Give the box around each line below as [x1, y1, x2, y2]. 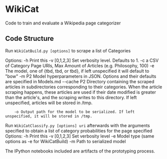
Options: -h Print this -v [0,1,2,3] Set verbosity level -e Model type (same [5, 133, 155, 139]
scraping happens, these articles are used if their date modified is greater [5, 89, 156, 95]
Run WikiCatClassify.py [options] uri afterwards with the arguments [5, 122, 151, 128]
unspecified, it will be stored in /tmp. [5, 114, 93, 119]
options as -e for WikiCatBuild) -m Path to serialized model [5, 138, 126, 144]
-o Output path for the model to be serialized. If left [14, 109, 135, 114]
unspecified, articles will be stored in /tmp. [5, 100, 93, 106]
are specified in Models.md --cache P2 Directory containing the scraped [5, 78, 155, 84]
